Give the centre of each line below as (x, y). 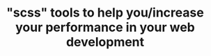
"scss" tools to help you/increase (105, 13)
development (105, 42)
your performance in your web (105, 27)
